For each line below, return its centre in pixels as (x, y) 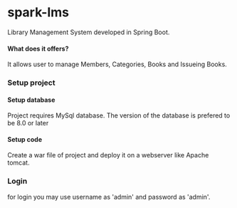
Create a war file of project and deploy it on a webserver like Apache (108, 155)
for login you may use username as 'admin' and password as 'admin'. (109, 197)
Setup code (25, 139)
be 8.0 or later (28, 123)
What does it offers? (38, 48)
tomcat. (19, 163)
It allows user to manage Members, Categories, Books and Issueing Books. (117, 64)
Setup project (31, 83)
